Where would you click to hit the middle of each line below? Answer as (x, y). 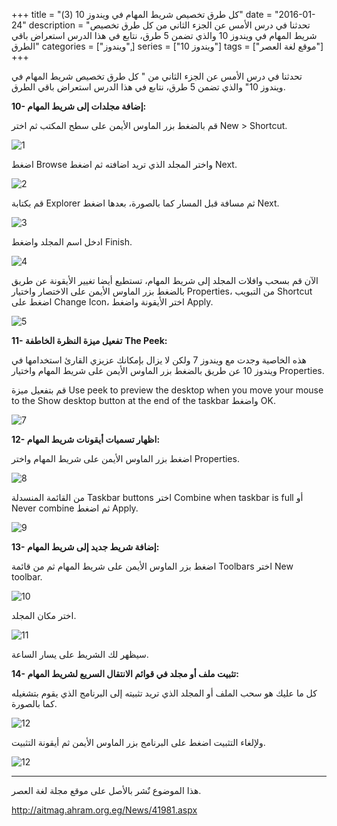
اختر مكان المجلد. (44, 615)
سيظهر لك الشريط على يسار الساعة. (80, 654)
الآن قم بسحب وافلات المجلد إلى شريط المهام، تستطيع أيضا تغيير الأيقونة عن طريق (165, 280)
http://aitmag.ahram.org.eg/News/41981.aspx (104, 810)
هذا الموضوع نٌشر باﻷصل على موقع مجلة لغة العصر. (106, 790)
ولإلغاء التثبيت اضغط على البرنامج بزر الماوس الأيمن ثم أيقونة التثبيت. (138, 742)
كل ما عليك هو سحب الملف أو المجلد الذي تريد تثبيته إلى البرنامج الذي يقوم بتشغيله (164, 693)
